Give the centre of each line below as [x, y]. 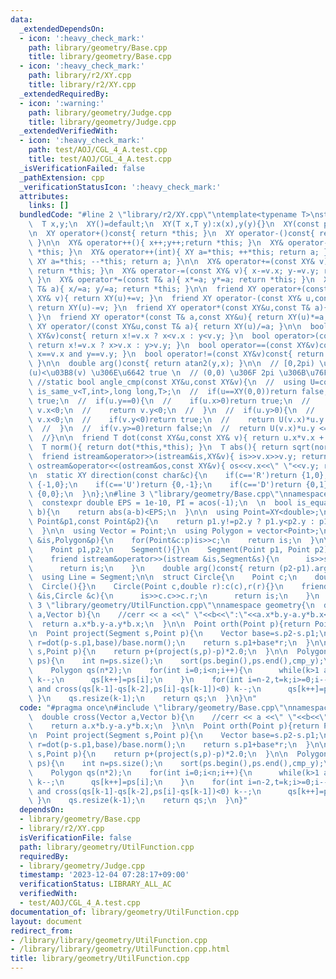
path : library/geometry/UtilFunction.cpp [107, 847]
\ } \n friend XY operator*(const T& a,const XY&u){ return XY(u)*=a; [178, 317]
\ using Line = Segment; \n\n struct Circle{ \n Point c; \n [163, 577]
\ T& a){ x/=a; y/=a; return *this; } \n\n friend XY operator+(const [178, 289]
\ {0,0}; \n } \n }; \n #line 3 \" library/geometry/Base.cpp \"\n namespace [178, 494]
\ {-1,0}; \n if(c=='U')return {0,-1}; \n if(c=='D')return [165, 484]
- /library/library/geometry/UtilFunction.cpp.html [120, 949]
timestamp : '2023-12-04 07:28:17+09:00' [104, 875]
